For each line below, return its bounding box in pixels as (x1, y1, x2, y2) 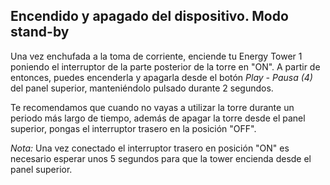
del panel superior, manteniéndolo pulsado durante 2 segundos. (10, 82, 274, 94)
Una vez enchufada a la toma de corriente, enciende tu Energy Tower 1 (10, 50, 303, 62)
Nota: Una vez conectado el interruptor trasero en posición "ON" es (10, 142, 290, 154)
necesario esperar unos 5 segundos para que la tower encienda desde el (10, 152, 312, 164)
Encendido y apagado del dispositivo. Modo (10, 8, 289, 25)
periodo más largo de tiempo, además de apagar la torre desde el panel (10, 112, 306, 124)
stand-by (10, 24, 70, 41)
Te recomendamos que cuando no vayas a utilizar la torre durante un (10, 101, 295, 113)
